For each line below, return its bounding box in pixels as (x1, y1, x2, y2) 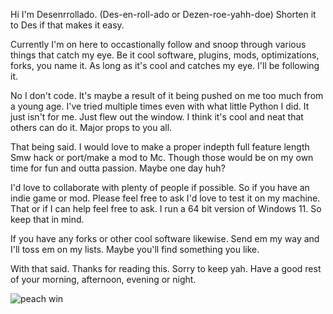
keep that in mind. (10, 214, 85, 225)
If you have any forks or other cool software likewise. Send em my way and (10, 233, 320, 244)
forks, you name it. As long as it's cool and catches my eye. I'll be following (10, 60, 320, 71)
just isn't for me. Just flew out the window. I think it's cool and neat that (10, 111, 304, 123)
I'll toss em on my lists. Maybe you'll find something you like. (10, 244, 260, 255)
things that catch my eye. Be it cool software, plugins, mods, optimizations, (10, 49, 320, 61)
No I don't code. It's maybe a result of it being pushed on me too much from (10, 90, 324, 101)
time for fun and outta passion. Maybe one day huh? (10, 162, 226, 174)
